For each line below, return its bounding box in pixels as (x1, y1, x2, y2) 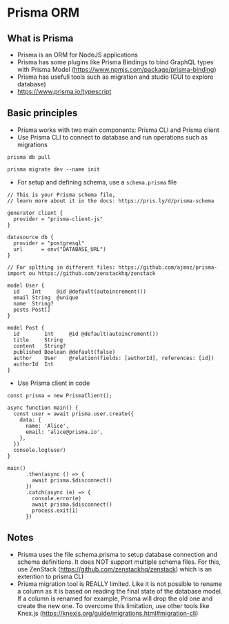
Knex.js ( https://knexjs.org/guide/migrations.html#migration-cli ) (17, 609, 199, 617)
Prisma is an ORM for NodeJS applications (17, 50, 138, 59)
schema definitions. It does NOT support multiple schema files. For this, (17, 558, 221, 566)
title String (13, 337, 63, 343)
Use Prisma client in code (17, 379, 90, 387)
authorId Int (13, 361, 54, 368)
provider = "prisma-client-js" (13, 216, 103, 223)
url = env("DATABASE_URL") (13, 245, 107, 253)
